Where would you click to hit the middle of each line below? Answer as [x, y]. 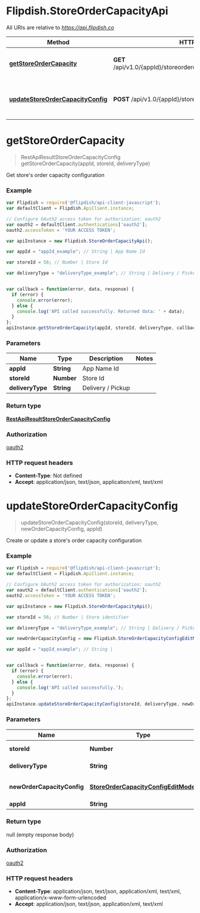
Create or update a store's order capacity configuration [74, 541]
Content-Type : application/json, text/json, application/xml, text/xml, [98, 892]
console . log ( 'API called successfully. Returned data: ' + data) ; [101, 311]
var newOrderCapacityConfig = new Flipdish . [62, 639]
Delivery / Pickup [106, 388]
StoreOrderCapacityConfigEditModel [143, 787]
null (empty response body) [40, 834]
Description [106, 359]
